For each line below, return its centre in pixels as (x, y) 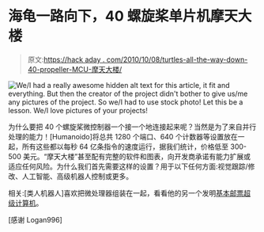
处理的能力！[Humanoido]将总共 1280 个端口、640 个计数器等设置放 (120, 136)
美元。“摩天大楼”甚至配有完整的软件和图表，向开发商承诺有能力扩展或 (137, 156)
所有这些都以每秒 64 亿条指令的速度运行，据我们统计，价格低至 (125, 146)
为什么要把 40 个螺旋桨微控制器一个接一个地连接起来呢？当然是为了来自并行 (132, 127)
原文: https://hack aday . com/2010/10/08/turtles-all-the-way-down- (138, 59)
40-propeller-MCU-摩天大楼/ (75, 69)
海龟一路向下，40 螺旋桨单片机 (109, 16)
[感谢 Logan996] (36, 219)
